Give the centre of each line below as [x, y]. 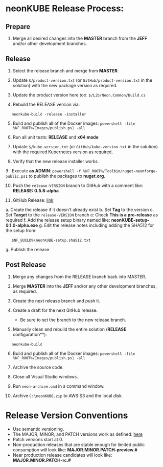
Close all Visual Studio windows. [45, 376]
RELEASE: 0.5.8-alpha [36, 190]
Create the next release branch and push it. [56, 301]
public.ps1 [17, 176]
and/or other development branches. [50, 44]
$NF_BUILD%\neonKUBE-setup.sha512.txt [51, 240]
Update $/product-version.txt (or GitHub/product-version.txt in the [82, 80]
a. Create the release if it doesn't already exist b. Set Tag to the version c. [80, 210]
